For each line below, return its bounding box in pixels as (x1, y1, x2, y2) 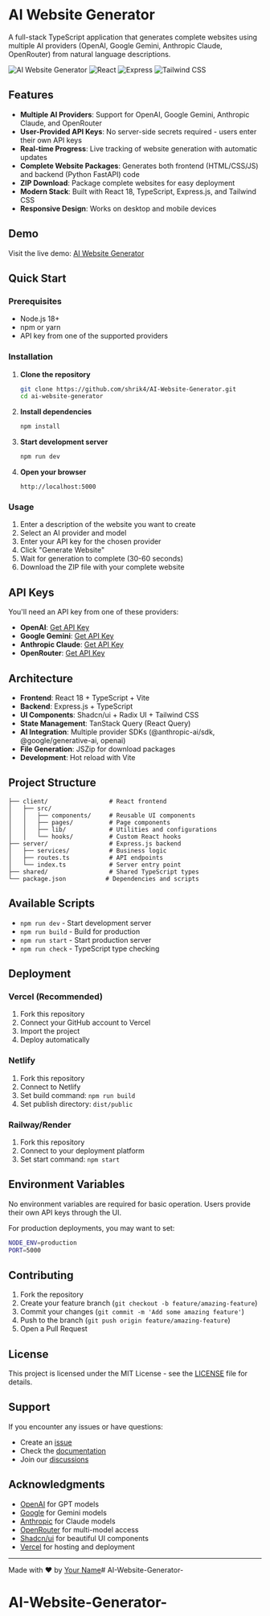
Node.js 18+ (19, 314, 60, 323)
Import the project (19, 1026, 80, 1036)
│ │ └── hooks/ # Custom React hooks (8, 833, 182, 841)
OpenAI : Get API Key (19, 623, 90, 632)
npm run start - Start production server (19, 935, 152, 944)
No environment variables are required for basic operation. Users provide (8, 1199, 252, 1208)
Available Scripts (8, 897, 95, 911)
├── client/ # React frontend (8, 797, 167, 805)
